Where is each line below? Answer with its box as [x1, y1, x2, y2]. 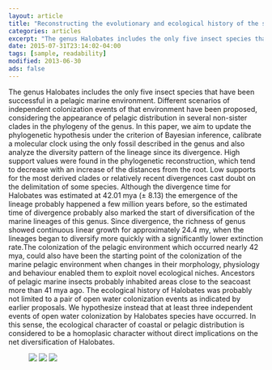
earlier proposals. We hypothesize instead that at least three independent [8, 302, 253, 312]
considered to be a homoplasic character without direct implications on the [8, 328, 259, 338]
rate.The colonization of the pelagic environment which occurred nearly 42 [8, 242, 259, 252]
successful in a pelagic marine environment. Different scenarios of [8, 95, 231, 105]
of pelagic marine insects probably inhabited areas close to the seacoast [8, 277, 251, 286]
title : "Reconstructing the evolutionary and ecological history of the [8, 19, 259, 28]
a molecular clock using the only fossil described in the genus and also [8, 139, 245, 148]
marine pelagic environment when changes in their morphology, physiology [8, 259, 261, 269]
